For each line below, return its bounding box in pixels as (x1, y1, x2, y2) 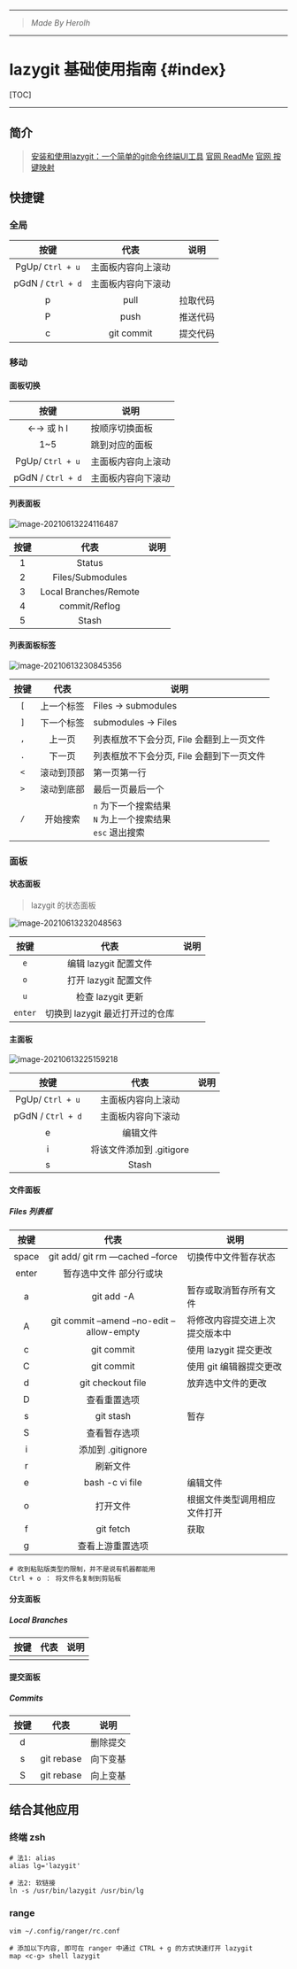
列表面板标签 (9, 640, 56, 651)
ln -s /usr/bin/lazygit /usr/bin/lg (9, 1886, 144, 1895)
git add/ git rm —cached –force (48, 1250, 179, 1262)
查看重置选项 (86, 1393, 140, 1406)
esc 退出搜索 (93, 826, 145, 838)
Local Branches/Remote (40, 585, 140, 598)
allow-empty (86, 1325, 141, 1337)
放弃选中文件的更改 (187, 1376, 267, 1389)
